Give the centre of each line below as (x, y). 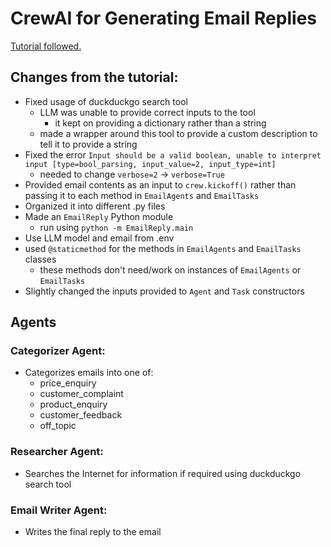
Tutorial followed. (46, 46)
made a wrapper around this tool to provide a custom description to (178, 133)
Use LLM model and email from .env (99, 238)
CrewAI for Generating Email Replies (163, 18)
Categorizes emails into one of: (89, 373)
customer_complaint (81, 394)
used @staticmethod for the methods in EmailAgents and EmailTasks (163, 248)
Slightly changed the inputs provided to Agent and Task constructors (164, 291)
